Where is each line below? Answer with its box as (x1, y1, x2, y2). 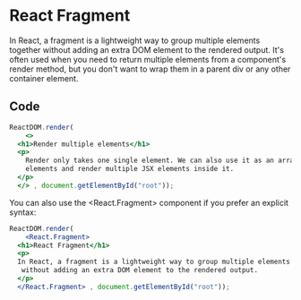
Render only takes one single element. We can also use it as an (25, 156, 275, 166)
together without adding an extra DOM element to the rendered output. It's (9, 44, 285, 55)
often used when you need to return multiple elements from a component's (9, 54, 287, 64)
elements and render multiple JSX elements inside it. (25, 165, 235, 174)
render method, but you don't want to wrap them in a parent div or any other (9, 64, 291, 74)
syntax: (9, 207, 37, 218)
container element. (9, 73, 79, 83)
